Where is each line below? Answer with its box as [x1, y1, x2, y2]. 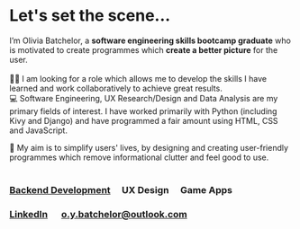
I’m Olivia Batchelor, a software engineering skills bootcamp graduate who [9, 35, 291, 46]
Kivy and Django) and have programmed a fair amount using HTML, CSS [9, 115, 278, 126]
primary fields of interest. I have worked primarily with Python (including [9, 105, 277, 117]
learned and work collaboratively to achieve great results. [9, 83, 223, 93]
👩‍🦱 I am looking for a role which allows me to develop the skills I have [9, 73, 268, 84]
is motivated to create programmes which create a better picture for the [9, 44, 278, 55]
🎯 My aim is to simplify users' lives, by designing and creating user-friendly [9, 142, 289, 153]
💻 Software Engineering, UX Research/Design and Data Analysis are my [9, 92, 278, 103]
